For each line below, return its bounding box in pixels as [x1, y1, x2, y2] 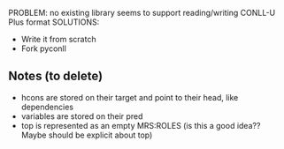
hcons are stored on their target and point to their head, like [20, 92, 239, 102]
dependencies [20, 101, 74, 112]
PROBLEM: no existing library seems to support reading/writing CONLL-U [8, 8, 276, 18]
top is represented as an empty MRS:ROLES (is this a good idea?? [20, 120, 261, 130]
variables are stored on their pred [20, 110, 143, 122]
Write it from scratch [20, 34, 96, 44]
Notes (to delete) [8, 69, 104, 84]
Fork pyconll [20, 43, 67, 54]
